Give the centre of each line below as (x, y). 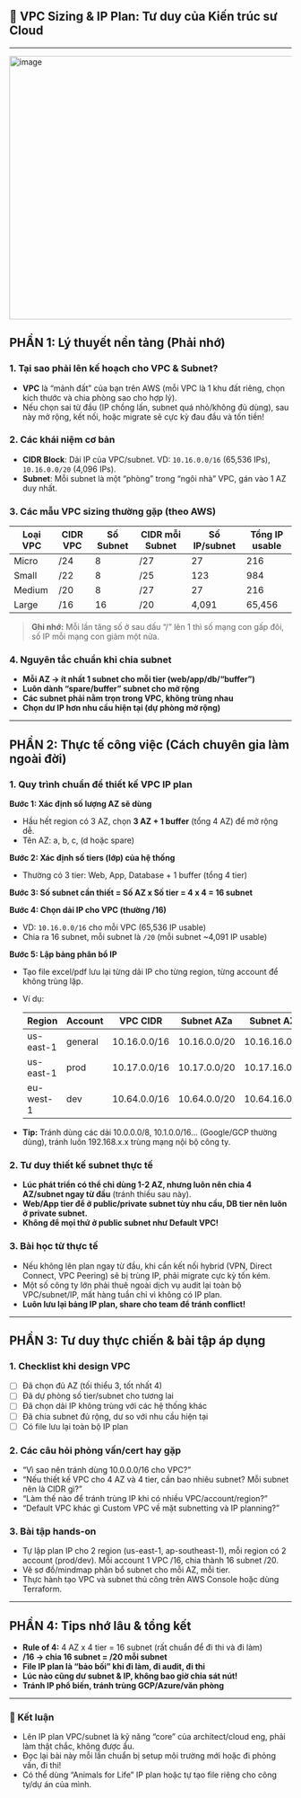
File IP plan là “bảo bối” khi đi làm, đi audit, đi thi (114, 1667)
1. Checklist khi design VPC (70, 1366)
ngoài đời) (38, 759)
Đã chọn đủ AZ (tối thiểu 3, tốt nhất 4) (92, 1386)
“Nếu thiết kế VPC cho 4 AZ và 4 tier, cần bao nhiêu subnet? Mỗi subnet (155, 1479)
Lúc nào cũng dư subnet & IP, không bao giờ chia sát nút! (130, 1676)
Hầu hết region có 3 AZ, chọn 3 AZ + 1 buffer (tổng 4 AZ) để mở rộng (150, 821)
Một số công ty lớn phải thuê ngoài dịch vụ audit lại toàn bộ (132, 1285)
